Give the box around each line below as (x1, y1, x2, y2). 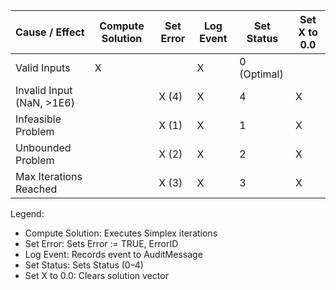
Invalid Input (15, 84, 73, 97)
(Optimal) (239, 67, 284, 81)
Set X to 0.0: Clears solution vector (24, 270, 169, 281)
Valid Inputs (15, 61, 71, 74)
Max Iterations (15, 170, 83, 183)
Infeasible (15, 112, 62, 126)
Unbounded (15, 141, 72, 154)
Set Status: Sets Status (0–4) (24, 259, 144, 271)
